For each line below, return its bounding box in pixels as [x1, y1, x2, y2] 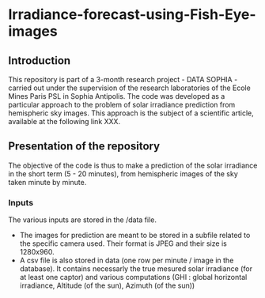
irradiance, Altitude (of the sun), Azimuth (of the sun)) [19, 281, 195, 290]
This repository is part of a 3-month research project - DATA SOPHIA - [8, 75, 238, 84]
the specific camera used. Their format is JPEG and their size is [19, 239, 227, 248]
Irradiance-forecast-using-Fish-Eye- [8, 6, 256, 24]
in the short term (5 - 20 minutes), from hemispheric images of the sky [8, 168, 239, 179]
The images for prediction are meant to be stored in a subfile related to [19, 231, 251, 240]
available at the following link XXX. [8, 117, 121, 126]
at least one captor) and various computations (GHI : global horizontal [19, 273, 248, 282]
